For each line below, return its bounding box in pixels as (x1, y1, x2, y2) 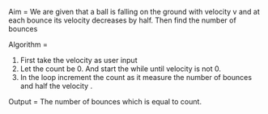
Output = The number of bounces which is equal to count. (8, 97, 202, 106)
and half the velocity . (19, 81, 93, 91)
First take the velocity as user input (19, 56, 138, 65)
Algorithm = (8, 40, 49, 49)
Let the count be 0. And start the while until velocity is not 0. (19, 64, 221, 74)
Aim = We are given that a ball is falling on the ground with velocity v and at (8, 7, 261, 16)
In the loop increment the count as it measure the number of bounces (19, 73, 253, 82)
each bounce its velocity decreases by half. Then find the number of (8, 15, 236, 25)
